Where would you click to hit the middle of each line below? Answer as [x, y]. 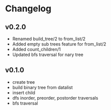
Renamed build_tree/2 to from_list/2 [49, 39]
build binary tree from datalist [42, 87]
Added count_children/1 [36, 49]
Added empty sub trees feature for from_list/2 [59, 44]
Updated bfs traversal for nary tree [48, 55]
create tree [24, 82]
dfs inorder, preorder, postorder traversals [55, 98]
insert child [24, 93]
